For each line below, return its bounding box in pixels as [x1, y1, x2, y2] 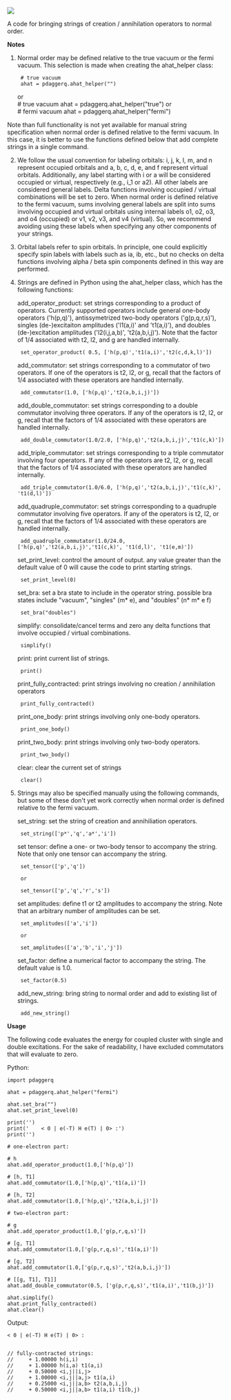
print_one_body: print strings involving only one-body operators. [17, 713, 201, 720]
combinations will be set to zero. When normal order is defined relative [17, 193, 219, 201]
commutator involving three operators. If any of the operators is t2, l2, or [17, 409, 223, 416]
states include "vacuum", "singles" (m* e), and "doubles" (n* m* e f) [17, 596, 212, 604]
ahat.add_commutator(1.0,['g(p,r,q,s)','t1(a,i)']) [7, 1246, 159, 1253]
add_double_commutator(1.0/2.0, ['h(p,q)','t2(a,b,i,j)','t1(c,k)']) [20, 437, 225, 443]
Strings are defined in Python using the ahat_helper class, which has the [17, 278, 223, 286]
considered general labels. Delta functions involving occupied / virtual [17, 186, 217, 193]
